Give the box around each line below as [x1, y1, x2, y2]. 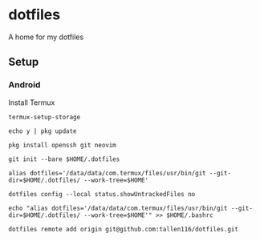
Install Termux [8, 98, 55, 107]
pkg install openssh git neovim [8, 141, 116, 149]
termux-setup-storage [8, 113, 81, 121]
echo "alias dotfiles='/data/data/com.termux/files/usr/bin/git [8, 204, 228, 212]
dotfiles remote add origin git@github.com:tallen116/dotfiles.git [8, 225, 239, 233]
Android [8, 79, 41, 90]
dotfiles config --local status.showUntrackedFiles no [8, 190, 196, 198]
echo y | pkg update [8, 127, 78, 135]
